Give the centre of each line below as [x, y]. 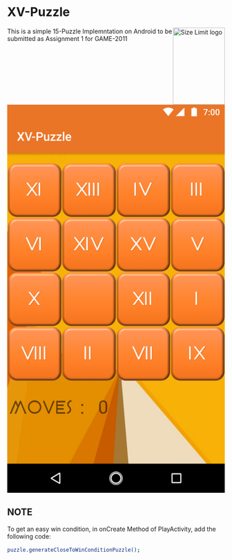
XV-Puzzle [39, 12]
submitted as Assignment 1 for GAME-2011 [67, 38]
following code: [29, 536]
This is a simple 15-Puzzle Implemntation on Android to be [90, 31]
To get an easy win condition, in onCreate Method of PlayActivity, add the [112, 529]
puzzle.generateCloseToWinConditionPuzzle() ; [74, 550]
